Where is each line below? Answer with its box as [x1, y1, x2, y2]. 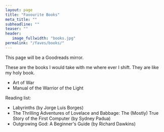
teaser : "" [5, 26, 28, 31]
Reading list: [5, 94, 31, 101]
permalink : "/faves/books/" [5, 41, 65, 46]
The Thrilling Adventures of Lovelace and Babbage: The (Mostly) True [12, 110, 159, 116]
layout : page [5, 7, 33, 13]
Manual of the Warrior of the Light [12, 85, 84, 91]
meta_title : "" [5, 17, 37, 22]
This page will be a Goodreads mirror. [5, 54, 84, 60]
